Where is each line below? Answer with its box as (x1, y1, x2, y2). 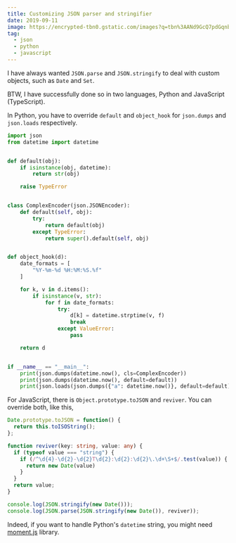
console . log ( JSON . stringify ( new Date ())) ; (7, 501, 133, 508)
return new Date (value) (25, 462, 96, 469)
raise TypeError (20, 184, 68, 191)
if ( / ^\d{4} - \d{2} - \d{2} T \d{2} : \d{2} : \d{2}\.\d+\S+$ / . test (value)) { (20, 455, 228, 463)
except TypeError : (32, 228, 86, 236)
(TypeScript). (7, 97, 46, 106)
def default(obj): (7, 158, 61, 165)
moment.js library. (7, 528, 60, 536)
